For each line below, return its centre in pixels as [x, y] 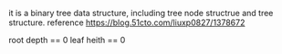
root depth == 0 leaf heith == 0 [67, 40]
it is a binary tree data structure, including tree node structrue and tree [141, 13]
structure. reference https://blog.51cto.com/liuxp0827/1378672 [127, 22]
